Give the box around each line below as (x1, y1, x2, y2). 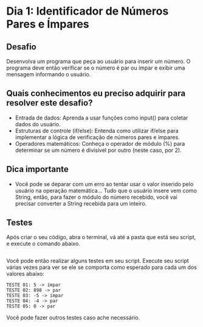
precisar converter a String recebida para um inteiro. (15, 199, 147, 207)
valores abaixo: (6, 270, 44, 278)
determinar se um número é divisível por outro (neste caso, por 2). (15, 146, 182, 154)
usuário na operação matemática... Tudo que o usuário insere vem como (15, 187, 198, 194)
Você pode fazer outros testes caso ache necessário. (6, 314, 140, 322)
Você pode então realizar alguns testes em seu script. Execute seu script (6, 257, 190, 265)
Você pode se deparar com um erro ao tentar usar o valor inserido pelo (15, 180, 194, 187)
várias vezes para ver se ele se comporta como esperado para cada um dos (6, 264, 198, 271)
